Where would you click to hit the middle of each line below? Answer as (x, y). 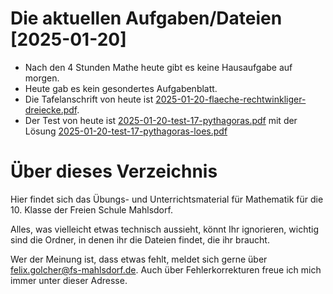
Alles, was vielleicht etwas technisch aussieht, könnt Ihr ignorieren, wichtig (164, 229)
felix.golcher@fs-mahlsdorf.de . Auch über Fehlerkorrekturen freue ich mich (166, 269)
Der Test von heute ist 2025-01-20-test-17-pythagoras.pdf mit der (161, 120)
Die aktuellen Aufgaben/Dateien (146, 18)
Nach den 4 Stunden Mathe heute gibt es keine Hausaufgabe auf (158, 67)
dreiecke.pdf (51, 109)
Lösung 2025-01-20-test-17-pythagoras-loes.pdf (126, 131)
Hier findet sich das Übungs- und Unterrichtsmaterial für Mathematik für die (167, 199)
